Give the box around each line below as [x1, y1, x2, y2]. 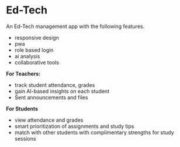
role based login [14, 46, 54, 53]
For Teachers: [6, 70, 41, 77]
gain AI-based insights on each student [14, 87, 110, 94]
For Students [6, 105, 39, 112]
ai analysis [14, 52, 40, 60]
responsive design [14, 34, 60, 41]
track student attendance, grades [14, 81, 95, 88]
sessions [14, 135, 36, 142]
